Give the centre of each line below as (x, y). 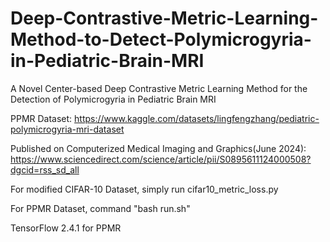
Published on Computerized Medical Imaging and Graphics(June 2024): (158, 148)
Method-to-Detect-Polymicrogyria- (161, 39)
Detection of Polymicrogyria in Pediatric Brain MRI (113, 99)
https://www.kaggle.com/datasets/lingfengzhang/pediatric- (197, 118)
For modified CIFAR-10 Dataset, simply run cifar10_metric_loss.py (144, 189)
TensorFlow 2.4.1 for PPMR (66, 228)
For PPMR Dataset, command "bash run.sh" (100, 208)
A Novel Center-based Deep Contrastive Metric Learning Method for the (159, 88)
